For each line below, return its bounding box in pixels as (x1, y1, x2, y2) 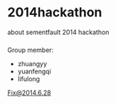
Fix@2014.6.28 (7, 88, 51, 97)
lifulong (17, 74, 41, 83)
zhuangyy (17, 59, 48, 68)
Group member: (7, 46, 54, 54)
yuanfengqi (17, 67, 51, 76)
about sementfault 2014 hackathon (7, 28, 110, 36)
